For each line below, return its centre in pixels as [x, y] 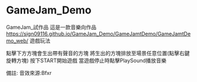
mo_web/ [17, 40]
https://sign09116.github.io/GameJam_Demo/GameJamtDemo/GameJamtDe [98, 33]
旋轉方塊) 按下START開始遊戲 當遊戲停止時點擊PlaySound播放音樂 [86, 60]
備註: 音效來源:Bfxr [29, 73]
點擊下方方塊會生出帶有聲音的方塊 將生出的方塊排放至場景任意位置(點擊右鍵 [98, 53]
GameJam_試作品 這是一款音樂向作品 [51, 27]
